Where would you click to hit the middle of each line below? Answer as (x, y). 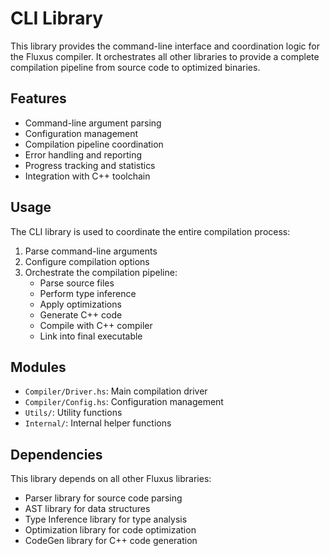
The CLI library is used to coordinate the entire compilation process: (150, 231)
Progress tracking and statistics (90, 165)
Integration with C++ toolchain (87, 176)
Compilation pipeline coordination (94, 144)
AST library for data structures (87, 509)
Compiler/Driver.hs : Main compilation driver (116, 391)
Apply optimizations (80, 304)
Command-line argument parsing (93, 123)
